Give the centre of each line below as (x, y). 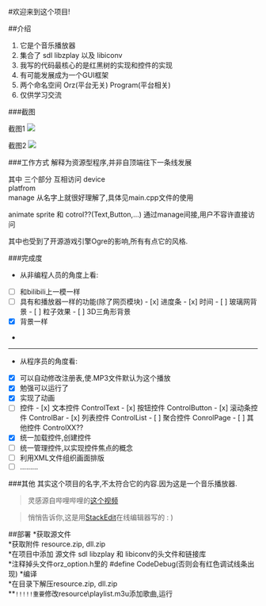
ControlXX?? (63, 428)
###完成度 (25, 258)
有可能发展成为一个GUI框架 (64, 75)
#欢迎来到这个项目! (39, 12)
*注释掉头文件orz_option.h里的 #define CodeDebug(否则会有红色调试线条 (128, 564)
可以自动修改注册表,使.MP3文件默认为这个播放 (95, 378)
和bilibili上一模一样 (50, 291)
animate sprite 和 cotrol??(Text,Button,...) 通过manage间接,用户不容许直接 (128, 214)
